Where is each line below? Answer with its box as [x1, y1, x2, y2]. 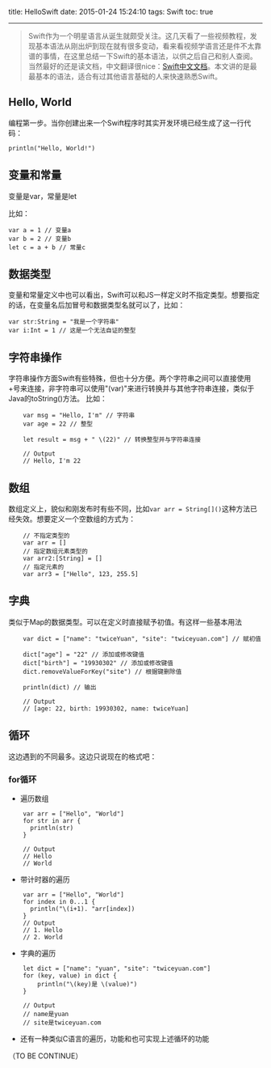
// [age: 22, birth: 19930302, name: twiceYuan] [23, 704, 190, 713]
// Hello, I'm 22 [23, 457, 81, 465]
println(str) [29, 824, 74, 832]
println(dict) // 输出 [23, 683, 97, 691]
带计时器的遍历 [19, 874, 70, 884]
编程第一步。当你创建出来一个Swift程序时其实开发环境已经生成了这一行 [8, 117, 244, 128]
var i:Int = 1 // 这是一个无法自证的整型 [8, 327, 136, 335]
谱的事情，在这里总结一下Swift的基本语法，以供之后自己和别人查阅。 [27, 52, 257, 61]
